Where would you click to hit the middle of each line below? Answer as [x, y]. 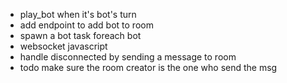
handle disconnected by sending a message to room [128, 57]
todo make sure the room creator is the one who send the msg [148, 67]
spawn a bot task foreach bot [80, 35]
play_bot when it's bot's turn [78, 14]
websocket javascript [63, 46]
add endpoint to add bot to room [86, 25]
